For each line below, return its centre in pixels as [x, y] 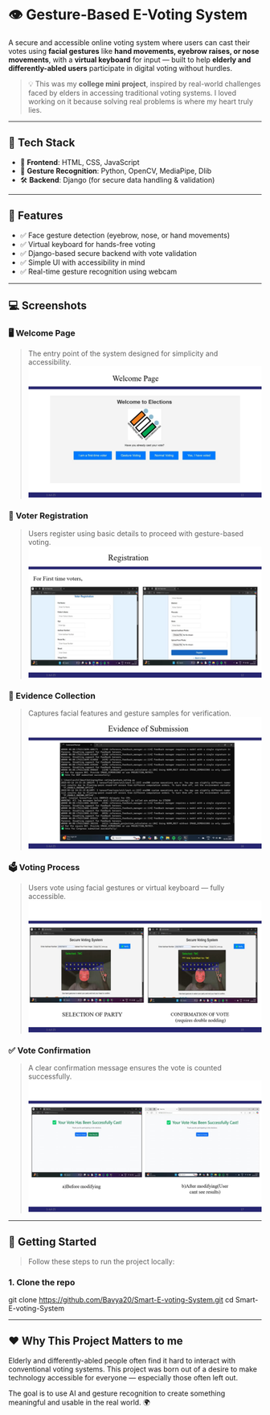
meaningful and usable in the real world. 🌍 [80, 1402]
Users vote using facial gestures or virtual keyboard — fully [126, 888]
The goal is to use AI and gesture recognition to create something [117, 1393]
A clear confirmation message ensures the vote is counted [125, 1067]
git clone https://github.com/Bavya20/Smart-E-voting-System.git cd [121, 1300]
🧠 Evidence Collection [52, 695]
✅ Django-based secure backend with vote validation [108, 253]
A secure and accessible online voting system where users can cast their [129, 42]
